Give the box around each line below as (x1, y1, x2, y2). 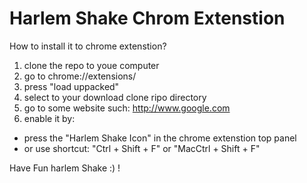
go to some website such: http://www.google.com (23, 102, 231, 114)
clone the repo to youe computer (23, 59, 160, 71)
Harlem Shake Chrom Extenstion (9, 7, 286, 30)
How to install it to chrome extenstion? (9, 40, 167, 52)
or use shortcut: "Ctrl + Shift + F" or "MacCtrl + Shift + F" (23, 142, 261, 154)
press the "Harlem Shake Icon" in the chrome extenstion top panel (23, 132, 297, 144)
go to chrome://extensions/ (23, 70, 137, 82)
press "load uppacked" (23, 80, 120, 92)
